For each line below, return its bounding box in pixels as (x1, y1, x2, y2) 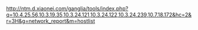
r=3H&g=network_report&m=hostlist (6, 18, 95, 24)
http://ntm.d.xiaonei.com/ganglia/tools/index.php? (6, 5, 129, 12)
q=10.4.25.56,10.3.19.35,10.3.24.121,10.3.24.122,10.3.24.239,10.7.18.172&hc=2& (6, 11, 192, 18)
